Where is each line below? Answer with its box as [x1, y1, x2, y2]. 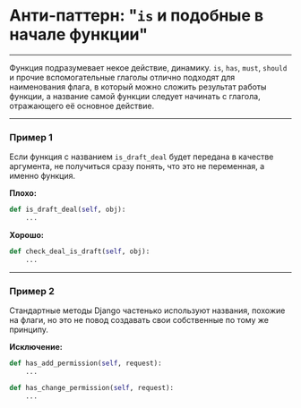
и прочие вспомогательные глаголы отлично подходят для [9, 72, 236, 82]
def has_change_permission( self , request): [9, 383, 175, 392]
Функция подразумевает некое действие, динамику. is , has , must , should [9, 62, 288, 72]
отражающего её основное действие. [9, 100, 155, 111]
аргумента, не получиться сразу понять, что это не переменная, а [9, 161, 265, 172]
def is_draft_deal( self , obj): [9, 205, 126, 215]
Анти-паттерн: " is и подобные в [9, 5, 264, 26]
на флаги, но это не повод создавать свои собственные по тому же [9, 315, 269, 326]
